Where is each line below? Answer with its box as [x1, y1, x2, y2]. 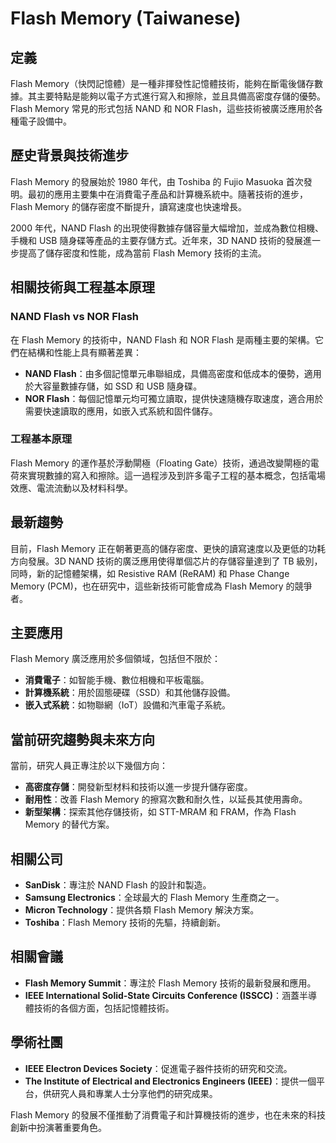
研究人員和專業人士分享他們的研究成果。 [51, 1087, 218, 1099]
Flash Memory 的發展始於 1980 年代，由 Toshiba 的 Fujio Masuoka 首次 [10, 175, 304, 187]
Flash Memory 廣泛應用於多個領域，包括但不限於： [10, 653, 221, 665]
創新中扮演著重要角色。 [10, 1121, 107, 1133]
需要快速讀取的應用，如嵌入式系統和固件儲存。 [24, 405, 218, 417]
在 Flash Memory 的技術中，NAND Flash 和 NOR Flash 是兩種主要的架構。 [10, 333, 315, 346]
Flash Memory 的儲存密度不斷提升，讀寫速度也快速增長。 [10, 200, 247, 212]
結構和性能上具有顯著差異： [27, 346, 142, 358]
